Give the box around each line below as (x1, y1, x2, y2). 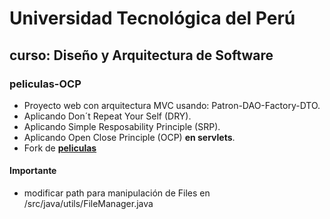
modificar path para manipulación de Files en (23, 187, 211, 199)
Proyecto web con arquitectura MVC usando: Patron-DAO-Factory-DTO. (23, 99, 321, 111)
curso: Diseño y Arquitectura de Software (9, 47, 274, 64)
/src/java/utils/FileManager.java (23, 198, 154, 210)
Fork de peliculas (23, 142, 97, 154)
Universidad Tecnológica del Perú (9, 7, 296, 30)
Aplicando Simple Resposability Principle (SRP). (23, 120, 221, 132)
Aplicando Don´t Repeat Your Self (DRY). (23, 110, 192, 122)
